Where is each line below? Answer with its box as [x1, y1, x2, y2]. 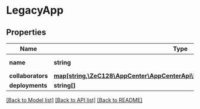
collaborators [9, 72, 48, 80]
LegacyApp [6, 4, 64, 17]
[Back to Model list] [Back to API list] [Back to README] [6, 97, 143, 104]
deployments [9, 81, 48, 89]
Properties [6, 27, 46, 37]
